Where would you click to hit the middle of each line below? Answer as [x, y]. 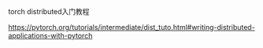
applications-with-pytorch [50, 35]
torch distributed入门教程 [49, 11]
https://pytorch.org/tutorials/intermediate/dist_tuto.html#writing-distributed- [132, 27]
